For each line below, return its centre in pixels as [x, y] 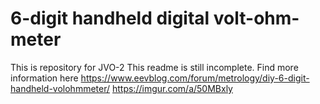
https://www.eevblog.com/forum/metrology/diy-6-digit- [195, 78]
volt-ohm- [256, 18]
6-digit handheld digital [110, 18]
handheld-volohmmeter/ [60, 88]
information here [44, 78]
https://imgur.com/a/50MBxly [172, 88]
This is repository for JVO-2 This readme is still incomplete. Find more [154, 67]
